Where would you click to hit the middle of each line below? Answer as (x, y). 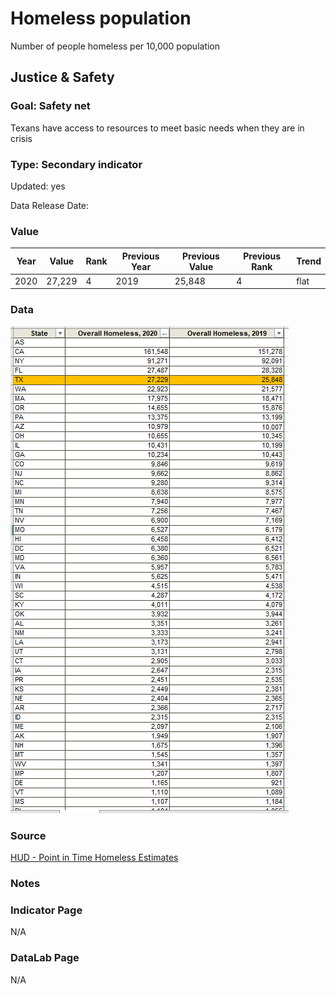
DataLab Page (45, 958)
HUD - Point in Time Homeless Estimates (94, 858)
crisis (21, 138)
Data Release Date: (50, 205)
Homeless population (101, 18)
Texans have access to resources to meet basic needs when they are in (157, 128)
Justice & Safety (62, 77)
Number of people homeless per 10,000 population (115, 46)
